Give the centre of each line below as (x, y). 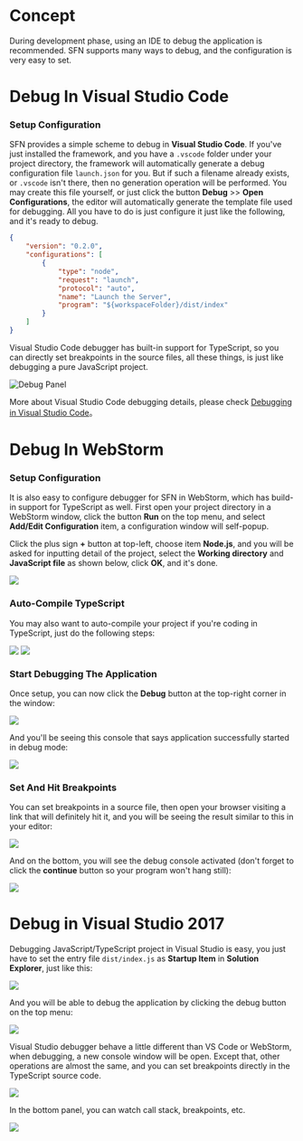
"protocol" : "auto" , (96, 288)
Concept (43, 16)
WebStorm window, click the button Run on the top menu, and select (137, 517)
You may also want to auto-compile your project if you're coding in (133, 623)
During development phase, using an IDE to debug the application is (136, 41)
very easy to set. (41, 60)
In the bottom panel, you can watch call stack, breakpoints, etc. (128, 1110)
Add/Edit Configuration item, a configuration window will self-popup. (139, 526)
